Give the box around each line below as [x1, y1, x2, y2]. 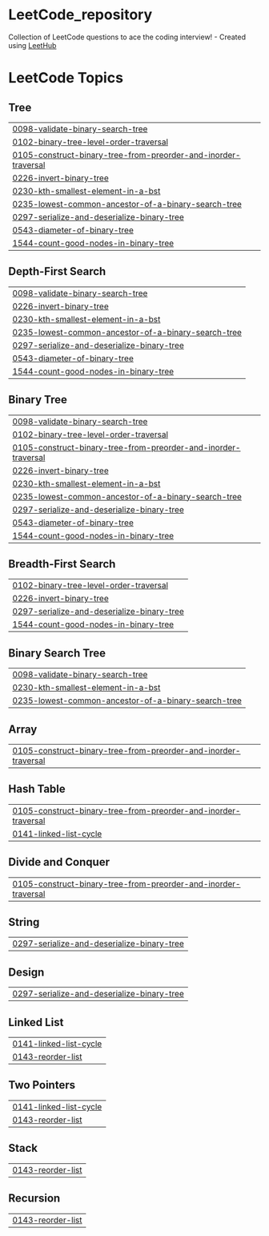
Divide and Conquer [8, 855, 110, 869]
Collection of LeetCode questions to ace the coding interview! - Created [8, 32, 247, 42]
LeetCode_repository [8, 6, 153, 24]
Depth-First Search [8, 265, 106, 278]
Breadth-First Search [8, 557, 116, 571]
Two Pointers [8, 1078, 76, 1092]
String [8, 915, 40, 929]
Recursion [8, 1192, 61, 1206]
